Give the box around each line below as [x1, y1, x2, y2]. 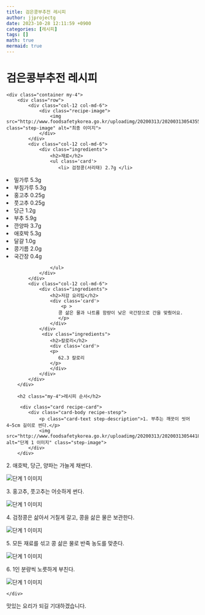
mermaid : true [6, 43, 43, 49]
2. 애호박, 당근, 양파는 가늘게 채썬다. [6, 462, 93, 469]
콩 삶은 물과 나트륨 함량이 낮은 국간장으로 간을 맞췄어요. [58, 310, 184, 316]
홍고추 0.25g [14, 191, 45, 198]
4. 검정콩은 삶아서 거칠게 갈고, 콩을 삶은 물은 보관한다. [6, 514, 135, 521]
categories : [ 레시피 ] [6, 26, 58, 32]
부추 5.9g [14, 214, 37, 222]
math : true [6, 37, 34, 43]
